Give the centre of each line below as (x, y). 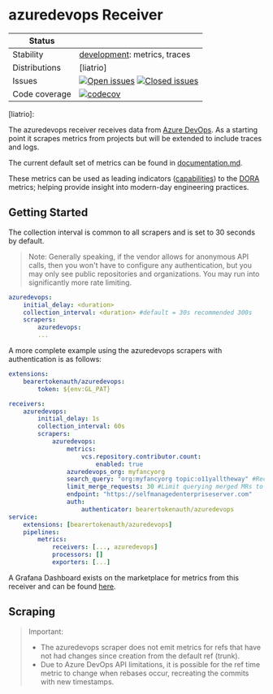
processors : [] (78, 555)
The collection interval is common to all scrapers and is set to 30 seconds (132, 232)
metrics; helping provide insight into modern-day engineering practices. (129, 187)
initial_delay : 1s (69, 419)
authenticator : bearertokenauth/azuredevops (157, 509)
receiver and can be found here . (62, 586)
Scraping (32, 612)
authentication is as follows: (55, 359)
